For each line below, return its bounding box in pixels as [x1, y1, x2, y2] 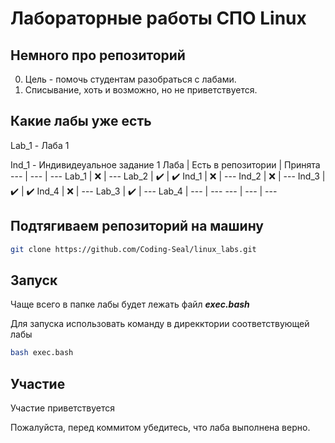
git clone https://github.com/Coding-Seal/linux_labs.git [10, 244, 257, 254]
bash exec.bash [10, 348, 74, 358]
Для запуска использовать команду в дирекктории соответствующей [10, 318, 310, 330]
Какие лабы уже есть [10, 113, 152, 130]
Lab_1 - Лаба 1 [10, 139, 70, 151]
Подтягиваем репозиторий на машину [10, 218, 265, 235]
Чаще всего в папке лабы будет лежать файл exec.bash [10, 298, 250, 311]
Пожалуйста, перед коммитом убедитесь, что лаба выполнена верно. [10, 422, 311, 433]
